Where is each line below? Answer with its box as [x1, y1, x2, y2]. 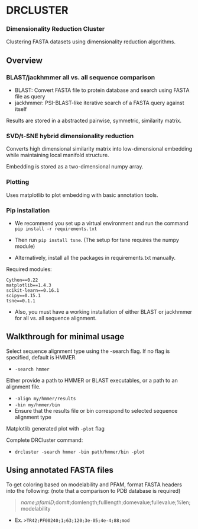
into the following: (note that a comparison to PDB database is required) [6, 487, 181, 494]
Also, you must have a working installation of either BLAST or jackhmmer [14, 308, 193, 316]
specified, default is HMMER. [6, 353, 77, 361]
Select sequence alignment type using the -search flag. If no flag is [6, 348, 170, 355]
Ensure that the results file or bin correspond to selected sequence [14, 407, 178, 414]
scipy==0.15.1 [6, 293, 41, 299]
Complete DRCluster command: [6, 436, 83, 444]
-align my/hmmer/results [14, 396, 76, 401]
